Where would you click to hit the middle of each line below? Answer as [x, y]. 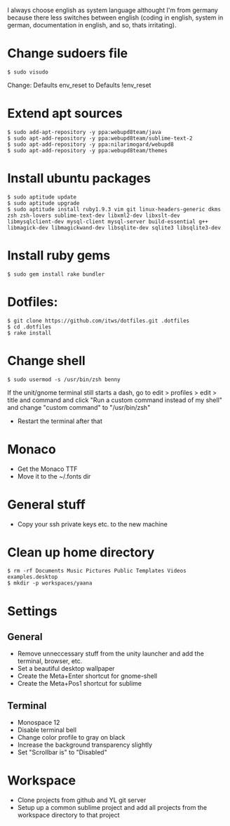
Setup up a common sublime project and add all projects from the [112, 808]
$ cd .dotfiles [29, 327]
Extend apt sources [65, 113]
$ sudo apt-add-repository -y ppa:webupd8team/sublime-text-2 [100, 138]
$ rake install [29, 333]
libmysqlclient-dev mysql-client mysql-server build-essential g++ [108, 221]
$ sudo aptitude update [42, 197]
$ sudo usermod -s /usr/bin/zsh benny [64, 379]
